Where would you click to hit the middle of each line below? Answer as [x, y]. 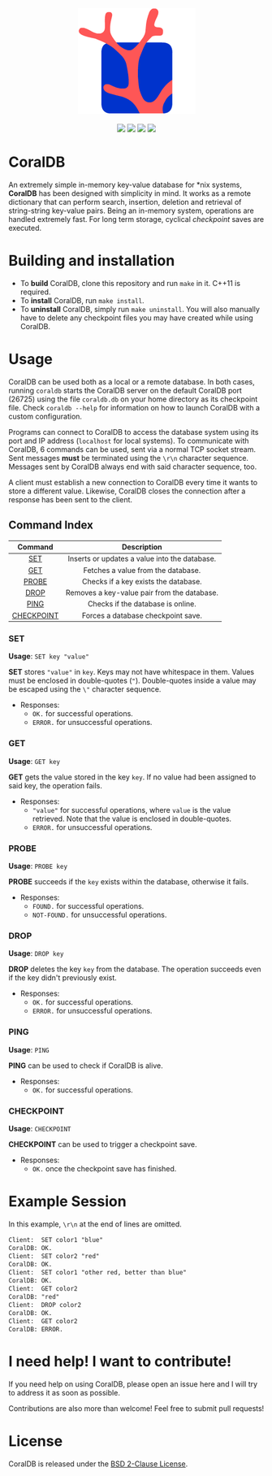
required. [35, 292]
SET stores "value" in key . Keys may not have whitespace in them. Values [131, 672]
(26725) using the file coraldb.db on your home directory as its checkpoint [133, 399]
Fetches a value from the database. [142, 570]
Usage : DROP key [36, 953]
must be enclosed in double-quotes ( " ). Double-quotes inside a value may [132, 681]
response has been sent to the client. [70, 499]
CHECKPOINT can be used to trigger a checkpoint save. [103, 1144]
